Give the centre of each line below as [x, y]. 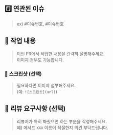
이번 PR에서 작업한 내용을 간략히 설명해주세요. [60, 54]
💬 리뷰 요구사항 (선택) [35, 109]
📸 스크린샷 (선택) [23, 74]
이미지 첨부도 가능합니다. [40, 60]
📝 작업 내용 [20, 41]
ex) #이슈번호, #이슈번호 [40, 24]
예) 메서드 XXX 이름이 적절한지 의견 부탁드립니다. [62, 128]
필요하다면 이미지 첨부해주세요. [46, 85]
